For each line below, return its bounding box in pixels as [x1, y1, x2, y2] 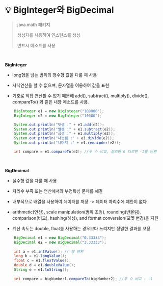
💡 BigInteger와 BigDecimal [5, 4, 114, 16]
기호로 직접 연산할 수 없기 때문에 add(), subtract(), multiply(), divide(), [12, 93, 149, 99]
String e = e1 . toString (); [14, 267, 69, 272]
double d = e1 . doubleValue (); [14, 263, 76, 268]
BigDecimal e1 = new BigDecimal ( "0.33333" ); [14, 235, 107, 240]
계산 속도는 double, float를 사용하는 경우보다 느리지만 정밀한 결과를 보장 [12, 225, 151, 231]
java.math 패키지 [17, 22, 51, 27]
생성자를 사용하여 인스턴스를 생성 [17, 32, 81, 38]
